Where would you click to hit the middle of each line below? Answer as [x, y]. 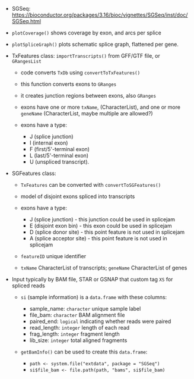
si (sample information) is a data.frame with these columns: [94, 297]
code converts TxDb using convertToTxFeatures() [80, 73]
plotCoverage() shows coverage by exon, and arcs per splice [86, 33]
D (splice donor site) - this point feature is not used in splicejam [107, 232]
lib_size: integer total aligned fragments [78, 340]
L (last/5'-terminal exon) [59, 155]
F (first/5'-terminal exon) [60, 149]
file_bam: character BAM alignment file [77, 315]
